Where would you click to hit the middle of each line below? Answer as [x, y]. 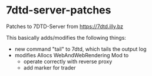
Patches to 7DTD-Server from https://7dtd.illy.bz [65, 26]
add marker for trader [49, 67]
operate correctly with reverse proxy [68, 61]
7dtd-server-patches [59, 10]
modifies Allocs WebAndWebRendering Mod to [72, 55]
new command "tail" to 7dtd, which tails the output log [80, 49]
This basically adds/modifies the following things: [66, 37]
